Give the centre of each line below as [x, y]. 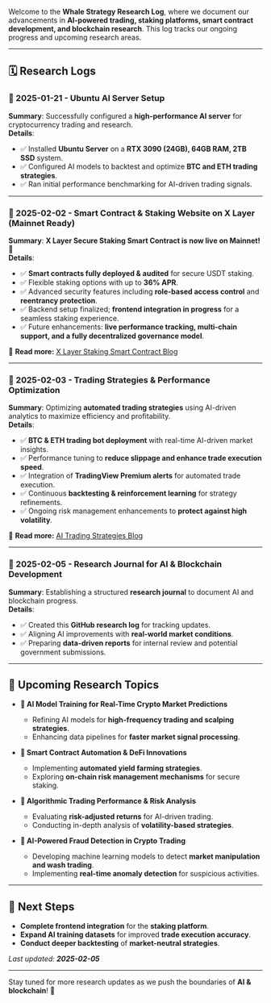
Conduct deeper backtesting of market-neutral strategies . [120, 943]
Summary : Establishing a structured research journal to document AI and [131, 591]
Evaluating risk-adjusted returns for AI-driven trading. [123, 817]
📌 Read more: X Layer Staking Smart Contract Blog [93, 351]
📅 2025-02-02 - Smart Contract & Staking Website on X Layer [132, 213]
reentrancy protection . [59, 300]
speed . [32, 467]
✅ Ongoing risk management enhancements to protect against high [133, 511]
